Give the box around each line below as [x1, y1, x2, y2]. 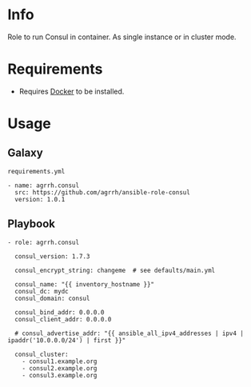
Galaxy [7, 146, 43, 160]
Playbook [7, 217, 56, 231]
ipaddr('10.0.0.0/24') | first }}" [7, 336, 126, 345]
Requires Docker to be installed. [18, 86, 125, 96]
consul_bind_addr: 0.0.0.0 [14, 308, 105, 317]
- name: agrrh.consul [7, 182, 80, 190]
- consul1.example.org [22, 357, 98, 365]
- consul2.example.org [22, 364, 98, 373]
